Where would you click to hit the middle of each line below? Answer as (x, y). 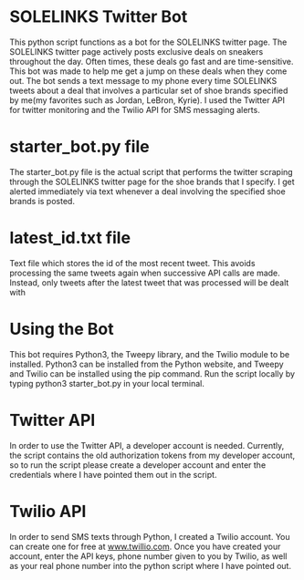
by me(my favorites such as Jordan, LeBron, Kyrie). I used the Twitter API (147, 100)
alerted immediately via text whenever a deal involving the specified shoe (147, 191)
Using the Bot (62, 329)
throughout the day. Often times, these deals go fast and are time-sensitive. (152, 61)
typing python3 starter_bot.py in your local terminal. (107, 383)
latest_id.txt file (70, 238)
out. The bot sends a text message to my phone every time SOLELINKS (143, 80)
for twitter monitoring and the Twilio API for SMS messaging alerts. (135, 109)
